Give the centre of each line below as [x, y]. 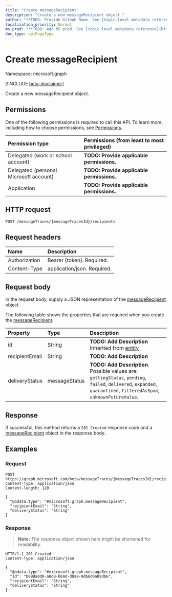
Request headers [33, 237]
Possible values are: [114, 371]
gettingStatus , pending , [118, 377]
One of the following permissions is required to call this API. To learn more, [84, 122]
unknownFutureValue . [114, 397]
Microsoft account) [31, 176]
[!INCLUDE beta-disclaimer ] [35, 83]
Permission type [28, 143]
